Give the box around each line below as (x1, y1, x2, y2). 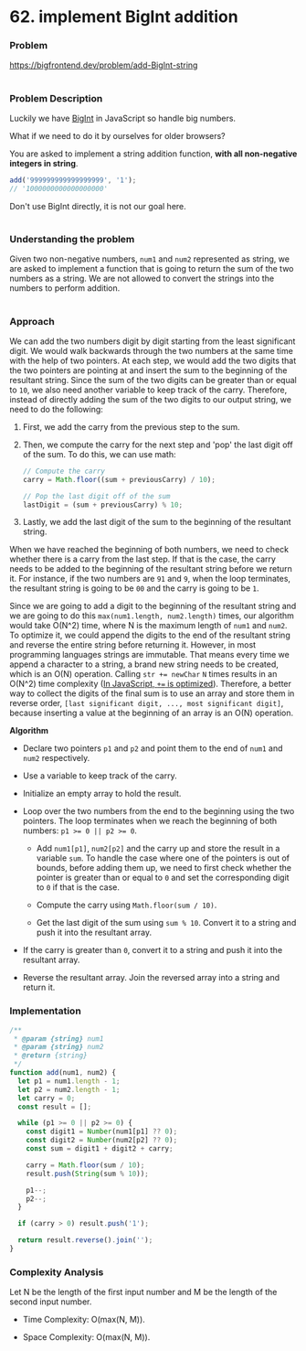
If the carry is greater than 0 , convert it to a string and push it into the (22, 945, 283, 956)
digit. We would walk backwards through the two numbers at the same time (9, 345, 294, 356)
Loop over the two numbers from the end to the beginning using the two (22, 806, 295, 817)
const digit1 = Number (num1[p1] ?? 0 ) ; (26, 1127, 178, 1136)
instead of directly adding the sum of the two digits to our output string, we (9, 393, 292, 404)
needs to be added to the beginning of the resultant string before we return (9, 563, 292, 574)
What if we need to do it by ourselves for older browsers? (9, 131, 226, 142)
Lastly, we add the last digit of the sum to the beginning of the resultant (22, 517, 291, 528)
